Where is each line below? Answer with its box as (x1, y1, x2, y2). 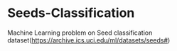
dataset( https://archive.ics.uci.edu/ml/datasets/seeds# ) (7, 35, 171, 44)
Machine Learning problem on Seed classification (7, 28, 153, 37)
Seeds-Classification (7, 5, 135, 21)
